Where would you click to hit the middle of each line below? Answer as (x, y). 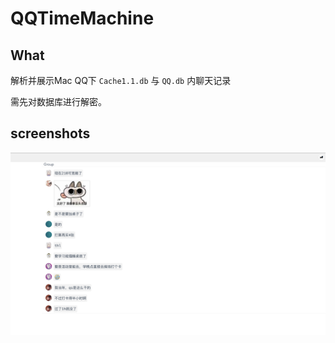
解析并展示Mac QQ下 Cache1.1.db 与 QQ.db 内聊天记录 (121, 80)
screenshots (50, 133)
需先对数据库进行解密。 (58, 101)
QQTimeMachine (82, 18)
